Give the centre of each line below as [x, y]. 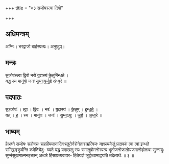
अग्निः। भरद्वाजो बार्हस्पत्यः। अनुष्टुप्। [35, 46]
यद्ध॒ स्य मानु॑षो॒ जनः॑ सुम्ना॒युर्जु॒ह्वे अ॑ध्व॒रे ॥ [36, 81]
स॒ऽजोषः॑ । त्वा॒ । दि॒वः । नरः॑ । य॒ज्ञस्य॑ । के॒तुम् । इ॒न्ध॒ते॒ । [52, 109]
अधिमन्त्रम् [17, 34]
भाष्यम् [13, 132]
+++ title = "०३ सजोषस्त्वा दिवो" [34, 8]
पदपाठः [14, 97]
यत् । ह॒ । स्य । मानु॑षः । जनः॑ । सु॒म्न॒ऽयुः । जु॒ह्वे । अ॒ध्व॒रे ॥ [54, 115]
